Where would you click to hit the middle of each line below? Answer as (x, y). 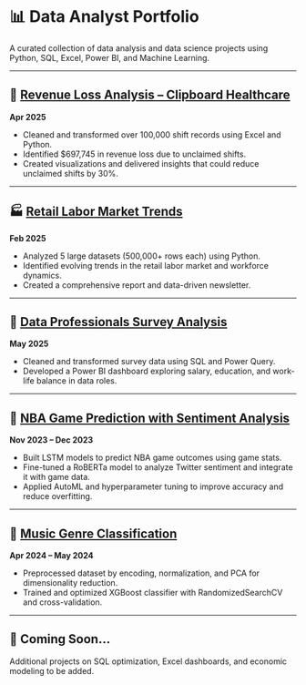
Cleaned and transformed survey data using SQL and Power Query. (149, 362)
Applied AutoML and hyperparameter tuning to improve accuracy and (153, 486)
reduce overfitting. (57, 496)
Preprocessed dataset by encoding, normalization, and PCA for (141, 573)
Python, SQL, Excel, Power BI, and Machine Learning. (110, 57)
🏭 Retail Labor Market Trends (96, 212)
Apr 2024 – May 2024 (51, 555)
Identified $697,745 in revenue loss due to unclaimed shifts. (134, 154)
